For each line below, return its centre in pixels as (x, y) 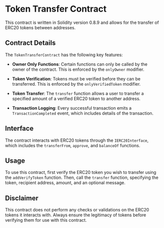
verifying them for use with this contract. (46, 220)
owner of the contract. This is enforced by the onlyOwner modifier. (78, 69)
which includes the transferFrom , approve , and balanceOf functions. (73, 145)
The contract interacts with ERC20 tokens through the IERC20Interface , (77, 140)
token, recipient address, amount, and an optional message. (65, 183)
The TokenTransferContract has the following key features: (64, 55)
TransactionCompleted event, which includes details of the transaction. (83, 113)
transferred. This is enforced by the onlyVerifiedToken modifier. (76, 84)
